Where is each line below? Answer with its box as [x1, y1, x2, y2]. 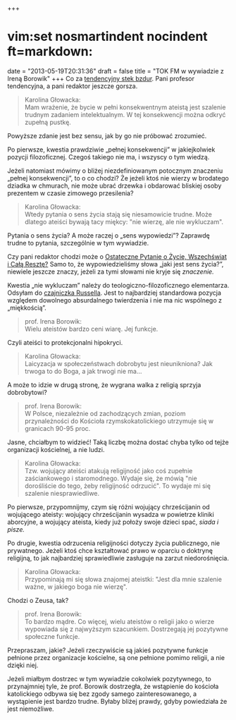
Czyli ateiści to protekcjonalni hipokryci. [7, 338, 123, 346]
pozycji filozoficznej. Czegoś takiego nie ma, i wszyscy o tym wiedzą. [7, 152, 210, 161]
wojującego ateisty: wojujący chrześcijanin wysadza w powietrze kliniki [7, 510, 215, 518]
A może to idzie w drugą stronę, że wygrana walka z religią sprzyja [7, 380, 201, 389]
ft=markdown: [7, 44, 93, 60]
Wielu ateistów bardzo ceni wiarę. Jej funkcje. [24, 324, 159, 333]
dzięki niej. [7, 661, 39, 669]
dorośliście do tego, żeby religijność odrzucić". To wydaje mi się [24, 481, 211, 490]
